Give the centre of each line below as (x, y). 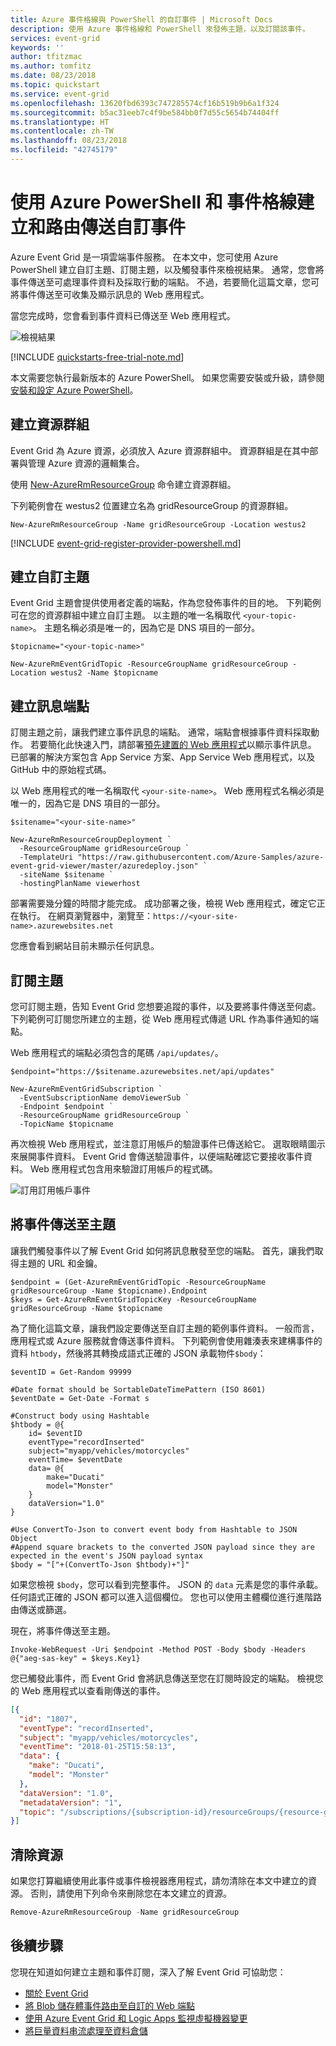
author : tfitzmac (46, 57)
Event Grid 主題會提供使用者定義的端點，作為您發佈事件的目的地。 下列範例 (166, 603)
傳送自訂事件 (133, 227)
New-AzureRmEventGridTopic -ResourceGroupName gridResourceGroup (149, 664)
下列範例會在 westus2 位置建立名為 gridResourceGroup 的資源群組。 (152, 505)
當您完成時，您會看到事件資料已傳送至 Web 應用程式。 (123, 315)
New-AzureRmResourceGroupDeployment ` (91, 840)
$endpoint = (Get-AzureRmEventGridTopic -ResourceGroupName (138, 1282)
